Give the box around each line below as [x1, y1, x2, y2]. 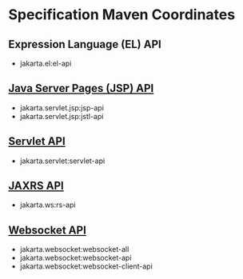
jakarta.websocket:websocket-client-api [19, 261, 153, 271]
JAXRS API [8, 179, 64, 193]
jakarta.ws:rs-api [19, 200, 76, 209]
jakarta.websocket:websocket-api [19, 253, 132, 263]
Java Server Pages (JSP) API [8, 82, 154, 95]
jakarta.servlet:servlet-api [19, 156, 106, 165]
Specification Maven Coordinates [8, 6, 236, 24]
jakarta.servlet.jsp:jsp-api [19, 102, 104, 113]
